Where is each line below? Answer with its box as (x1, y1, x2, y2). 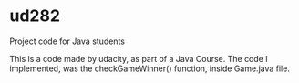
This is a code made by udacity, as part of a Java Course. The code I (9, 53, 268, 64)
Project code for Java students (9, 36, 126, 47)
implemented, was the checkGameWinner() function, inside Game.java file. (9, 63, 290, 74)
